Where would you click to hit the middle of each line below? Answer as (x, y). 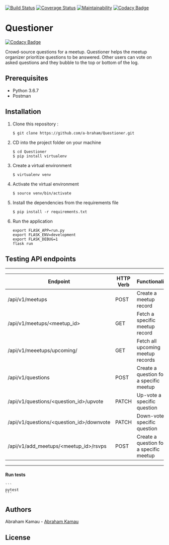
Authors (18, 509)
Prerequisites (27, 78)
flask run (23, 244)
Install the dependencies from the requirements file (66, 202)
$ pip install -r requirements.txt (50, 212)
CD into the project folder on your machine (57, 142)
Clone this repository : (35, 124)
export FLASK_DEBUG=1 (35, 239)
